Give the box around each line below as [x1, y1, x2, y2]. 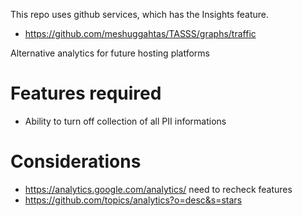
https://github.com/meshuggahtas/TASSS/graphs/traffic [24, 28, 257, 39]
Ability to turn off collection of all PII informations [24, 115, 227, 127]
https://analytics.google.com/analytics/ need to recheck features [24, 183, 293, 195]
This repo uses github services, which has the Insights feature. [10, 9, 269, 20]
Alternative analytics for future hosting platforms [10, 47, 210, 59]
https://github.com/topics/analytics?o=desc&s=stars [24, 194, 243, 206]
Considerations [10, 150, 142, 173]
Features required [10, 82, 162, 105]
